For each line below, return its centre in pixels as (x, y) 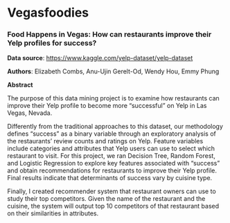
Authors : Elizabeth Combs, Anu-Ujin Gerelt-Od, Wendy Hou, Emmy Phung (113, 71)
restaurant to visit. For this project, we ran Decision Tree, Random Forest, (112, 156)
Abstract (20, 85)
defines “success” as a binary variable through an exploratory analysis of (112, 134)
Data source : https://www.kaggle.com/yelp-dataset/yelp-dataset (100, 58)
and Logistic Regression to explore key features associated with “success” (114, 163)
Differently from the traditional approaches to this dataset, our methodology (115, 127)
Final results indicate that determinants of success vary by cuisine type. (110, 178)
